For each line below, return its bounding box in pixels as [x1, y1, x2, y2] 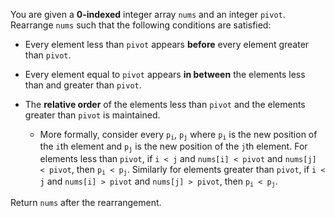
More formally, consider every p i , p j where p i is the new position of [39, 129, 318, 142]
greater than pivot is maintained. [24, 109, 161, 121]
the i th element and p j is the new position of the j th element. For [39, 140, 308, 154]
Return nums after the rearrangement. [10, 196, 162, 208]
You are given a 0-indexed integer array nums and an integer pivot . [10, 9, 286, 20]
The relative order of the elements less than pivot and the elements [24, 99, 306, 110]
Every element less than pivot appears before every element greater [24, 39, 310, 50]
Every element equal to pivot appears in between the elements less [24, 69, 306, 80]
